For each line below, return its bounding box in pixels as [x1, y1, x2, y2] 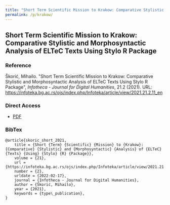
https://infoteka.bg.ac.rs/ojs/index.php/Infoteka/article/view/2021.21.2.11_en [5, 90, 163, 96]
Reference [5, 62, 31, 69]
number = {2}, [14, 169, 44, 174]
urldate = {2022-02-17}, [14, 173, 67, 178]
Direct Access [5, 102, 40, 109]
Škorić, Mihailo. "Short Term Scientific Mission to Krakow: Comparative [5, 73, 153, 79]
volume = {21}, [14, 155, 47, 160]
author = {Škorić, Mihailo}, [14, 182, 76, 187]
